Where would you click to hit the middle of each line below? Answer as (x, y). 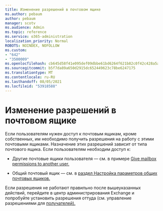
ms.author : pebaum (24, 14)
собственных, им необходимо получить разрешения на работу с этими (80, 139)
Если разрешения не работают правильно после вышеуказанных (73, 188)
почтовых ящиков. (31, 179)
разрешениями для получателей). (40, 203)
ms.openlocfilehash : (26, 64)
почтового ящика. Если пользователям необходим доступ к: (68, 149)
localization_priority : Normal (37, 41)
